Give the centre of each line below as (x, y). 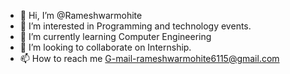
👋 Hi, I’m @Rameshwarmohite (81, 15)
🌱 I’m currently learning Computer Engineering (115, 36)
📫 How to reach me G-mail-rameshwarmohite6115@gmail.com (149, 58)
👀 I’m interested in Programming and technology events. (135, 26)
